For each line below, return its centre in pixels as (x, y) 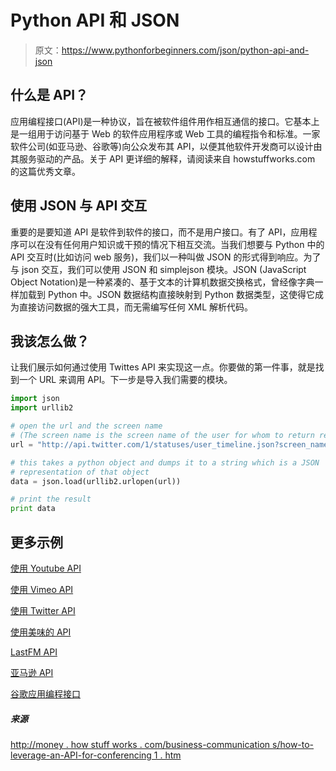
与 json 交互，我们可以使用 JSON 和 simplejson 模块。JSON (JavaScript (158, 269)
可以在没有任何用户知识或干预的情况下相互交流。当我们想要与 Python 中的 (171, 244)
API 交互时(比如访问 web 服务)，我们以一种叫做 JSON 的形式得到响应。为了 (166, 257)
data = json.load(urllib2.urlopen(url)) (96, 481)
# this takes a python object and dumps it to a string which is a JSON (165, 462)
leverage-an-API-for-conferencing (81, 755)
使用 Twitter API (43, 610)
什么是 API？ (49, 95)
